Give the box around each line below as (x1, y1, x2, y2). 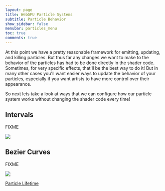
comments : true (5, 36, 37, 41)
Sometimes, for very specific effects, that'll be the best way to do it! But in (5, 65, 158, 71)
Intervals (5, 111, 34, 119)
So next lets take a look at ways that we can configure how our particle (5, 91, 152, 97)
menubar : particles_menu (5, 26, 57, 31)
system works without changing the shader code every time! (5, 96, 130, 102)
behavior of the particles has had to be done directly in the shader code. (5, 60, 155, 66)
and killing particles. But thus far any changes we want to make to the (5, 54, 149, 60)
